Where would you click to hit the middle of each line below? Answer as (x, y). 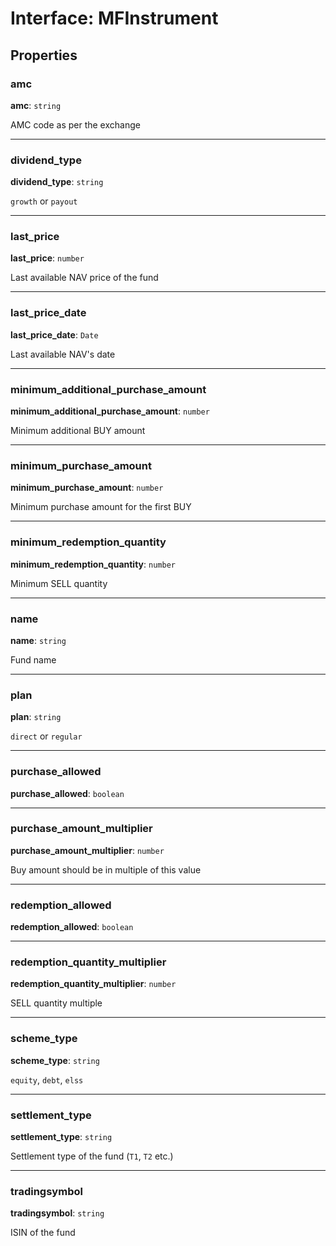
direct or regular (46, 736)
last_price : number (47, 258)
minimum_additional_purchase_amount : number (110, 411)
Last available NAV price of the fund (84, 278)
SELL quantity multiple (56, 1003)
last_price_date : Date (54, 334)
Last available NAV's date (63, 354)
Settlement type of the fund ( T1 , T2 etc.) (92, 1156)
